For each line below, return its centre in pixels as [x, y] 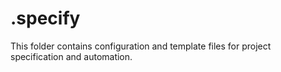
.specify [45, 18]
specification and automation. [71, 56]
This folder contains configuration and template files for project [141, 46]
